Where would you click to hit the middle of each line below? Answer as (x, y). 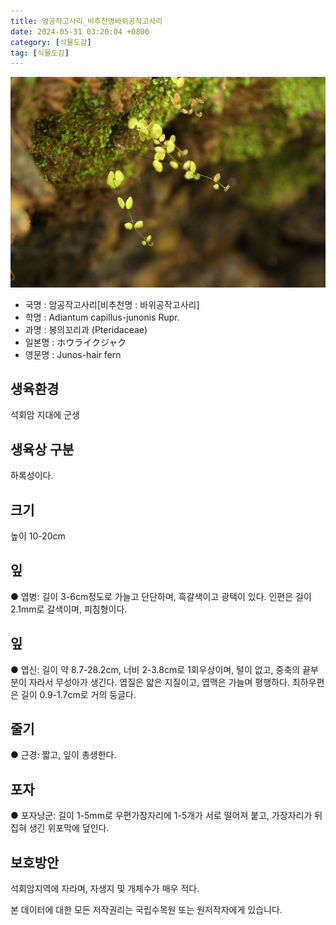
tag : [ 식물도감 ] (40, 53)
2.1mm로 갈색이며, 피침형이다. (69, 609)
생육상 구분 (42, 449)
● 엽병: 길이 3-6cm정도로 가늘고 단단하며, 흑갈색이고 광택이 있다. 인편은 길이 (161, 596)
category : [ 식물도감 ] (51, 42)
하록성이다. (32, 476)
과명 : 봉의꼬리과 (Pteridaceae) (86, 329)
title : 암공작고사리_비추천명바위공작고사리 (86, 21)
